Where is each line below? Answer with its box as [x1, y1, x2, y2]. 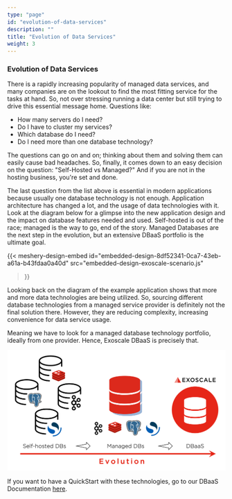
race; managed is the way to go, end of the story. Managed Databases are [7, 223, 220, 232]
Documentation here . [7, 484, 68, 493]
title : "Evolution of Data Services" [7, 33, 116, 40]
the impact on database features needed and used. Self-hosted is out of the [7, 216, 224, 225]
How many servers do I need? [17, 115, 103, 124]
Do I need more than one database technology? [17, 137, 154, 146]
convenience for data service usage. [7, 316, 112, 324]
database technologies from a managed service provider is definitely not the [7, 301, 226, 309]
